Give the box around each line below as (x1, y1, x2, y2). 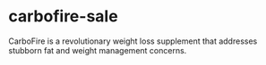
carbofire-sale (8, 6, 118, 27)
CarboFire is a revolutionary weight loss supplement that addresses (8, 36, 258, 46)
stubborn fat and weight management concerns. (8, 45, 187, 55)
